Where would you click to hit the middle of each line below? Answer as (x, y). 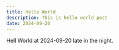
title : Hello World (31, 12)
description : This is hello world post (57, 18)
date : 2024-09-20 (28, 23)
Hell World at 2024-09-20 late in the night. (60, 41)
